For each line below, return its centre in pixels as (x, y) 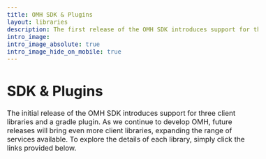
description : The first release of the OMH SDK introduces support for (129, 29)
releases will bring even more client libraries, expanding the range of (120, 130)
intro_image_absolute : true (54, 44)
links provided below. (42, 148)
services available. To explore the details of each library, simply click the (126, 139)
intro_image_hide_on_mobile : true (64, 51)
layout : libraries (38, 22)
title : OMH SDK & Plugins (50, 14)
